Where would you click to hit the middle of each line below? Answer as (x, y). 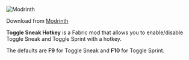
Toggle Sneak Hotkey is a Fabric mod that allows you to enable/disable (95, 32)
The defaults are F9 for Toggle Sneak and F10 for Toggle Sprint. (85, 50)
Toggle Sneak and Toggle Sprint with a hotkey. (64, 39)
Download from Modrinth (37, 21)
